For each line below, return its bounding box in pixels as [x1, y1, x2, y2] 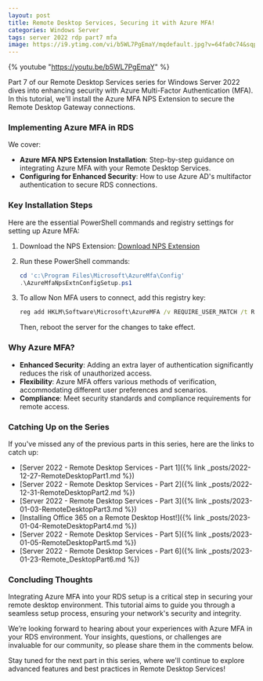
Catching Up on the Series [8, 421, 110, 432]
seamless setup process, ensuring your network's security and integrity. [8, 609, 242, 618]
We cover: [8, 140, 41, 149]
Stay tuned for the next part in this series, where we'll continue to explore [8, 656, 245, 665]
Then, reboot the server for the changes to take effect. [19, 323, 196, 332]
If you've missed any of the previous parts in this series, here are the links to [8, 439, 254, 449]
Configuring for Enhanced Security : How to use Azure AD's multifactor [19, 172, 252, 181]
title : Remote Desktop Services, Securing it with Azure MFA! [8, 19, 215, 27]
